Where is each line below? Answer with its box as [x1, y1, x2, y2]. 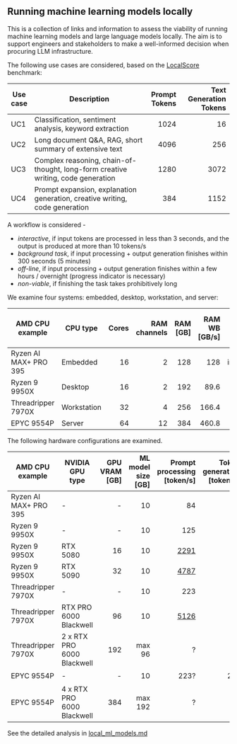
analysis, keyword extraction [34, 123, 129, 133]
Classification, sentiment [34, 115, 116, 125]
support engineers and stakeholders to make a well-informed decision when [7, 39, 229, 48]
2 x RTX [61, 631, 88, 641]
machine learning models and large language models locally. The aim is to [7, 32, 222, 40]
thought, [34, 164, 62, 174]
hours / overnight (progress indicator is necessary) [17, 272, 166, 280]
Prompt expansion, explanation [34, 184, 138, 194]
